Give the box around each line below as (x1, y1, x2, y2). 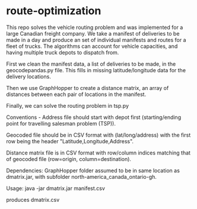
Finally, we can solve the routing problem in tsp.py (6, 102, 129, 109)
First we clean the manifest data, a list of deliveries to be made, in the (6, 60, 176, 67)
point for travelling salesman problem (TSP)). (6, 120, 116, 127)
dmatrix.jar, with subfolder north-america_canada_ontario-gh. (6, 173, 157, 180)
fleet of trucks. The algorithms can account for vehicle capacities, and (6, 43, 178, 50)
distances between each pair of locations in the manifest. (6, 91, 147, 98)
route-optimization (6, 4, 101, 18)
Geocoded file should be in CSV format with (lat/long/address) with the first (6, 131, 191, 139)
